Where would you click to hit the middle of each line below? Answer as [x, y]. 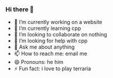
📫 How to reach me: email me [50, 54]
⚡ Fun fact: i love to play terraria [52, 69]
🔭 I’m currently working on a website [58, 22]
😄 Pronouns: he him [39, 62]
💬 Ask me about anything [44, 47]
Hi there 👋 [20, 9]
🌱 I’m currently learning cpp [47, 28]
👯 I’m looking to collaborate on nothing [61, 35]
